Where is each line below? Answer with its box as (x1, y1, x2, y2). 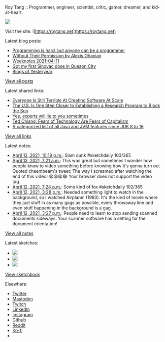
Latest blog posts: (5, 38, 42, 44)
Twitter (12, 291, 27, 296)
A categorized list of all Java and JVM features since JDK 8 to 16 (12, 124, 144, 129)
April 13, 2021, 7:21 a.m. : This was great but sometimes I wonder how (12, 158, 153, 163)
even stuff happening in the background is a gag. (12, 205, 112, 211)
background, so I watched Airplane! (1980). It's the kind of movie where (12, 195, 158, 200)
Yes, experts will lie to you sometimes (12, 113, 89, 119)
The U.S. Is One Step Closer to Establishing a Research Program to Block (12, 102, 160, 108)
